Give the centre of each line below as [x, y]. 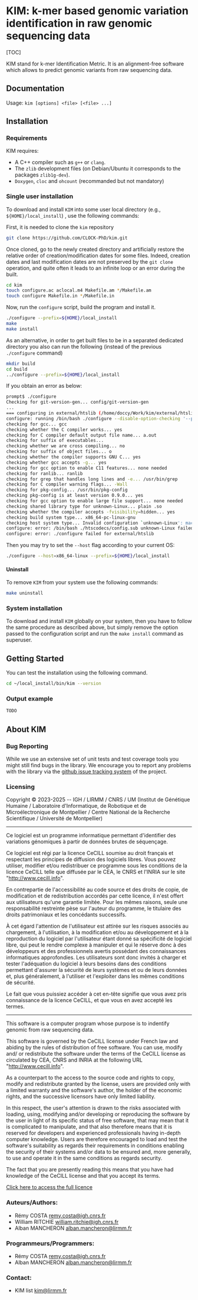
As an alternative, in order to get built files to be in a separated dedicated [95, 340]
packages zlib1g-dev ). [42, 175]
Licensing [21, 787]
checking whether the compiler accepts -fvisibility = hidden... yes [91, 512]
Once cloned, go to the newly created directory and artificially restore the [95, 249]
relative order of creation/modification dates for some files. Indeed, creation [98, 256]
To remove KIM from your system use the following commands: [82, 582]
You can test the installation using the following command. [77, 673]
